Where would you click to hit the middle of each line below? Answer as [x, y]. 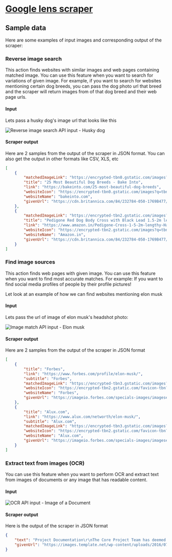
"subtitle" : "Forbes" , [48, 379]
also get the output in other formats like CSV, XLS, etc [62, 159]
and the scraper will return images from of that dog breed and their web [81, 92]
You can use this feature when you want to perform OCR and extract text [82, 474]
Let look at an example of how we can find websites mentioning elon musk [84, 294]
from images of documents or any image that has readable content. [76, 480]
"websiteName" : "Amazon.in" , [55, 234]
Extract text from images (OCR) [45, 463]
